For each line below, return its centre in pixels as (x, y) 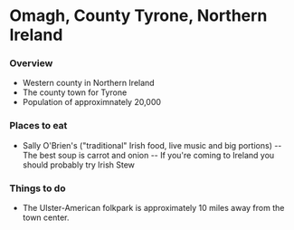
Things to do (38, 188)
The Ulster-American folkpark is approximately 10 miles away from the (153, 208)
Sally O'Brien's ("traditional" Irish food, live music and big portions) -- (152, 145)
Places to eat (38, 126)
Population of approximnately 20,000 (91, 102)
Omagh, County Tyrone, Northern (138, 16)
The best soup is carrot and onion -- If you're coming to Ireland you (148, 155)
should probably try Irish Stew (79, 165)
